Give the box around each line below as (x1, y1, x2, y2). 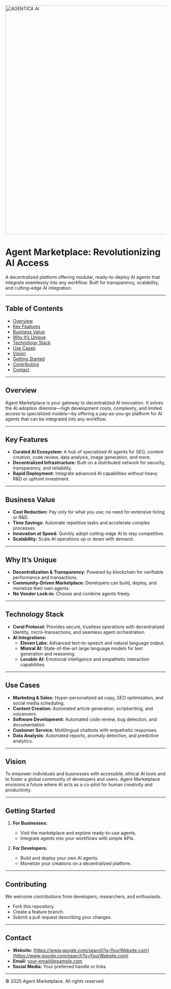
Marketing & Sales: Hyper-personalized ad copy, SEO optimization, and (12, 694, 164, 700)
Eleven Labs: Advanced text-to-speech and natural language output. (20, 640, 165, 646)
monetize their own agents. (12, 585, 70, 591)
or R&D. (12, 514, 29, 521)
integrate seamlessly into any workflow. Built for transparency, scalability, (5, 279, 159, 286)
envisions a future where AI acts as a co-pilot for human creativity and (5, 781, 153, 788)
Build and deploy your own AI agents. (20, 855, 99, 861)
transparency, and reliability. (12, 465, 72, 471)
